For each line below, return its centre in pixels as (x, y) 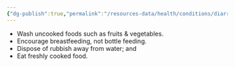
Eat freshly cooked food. (52, 56)
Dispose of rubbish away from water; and (76, 48)
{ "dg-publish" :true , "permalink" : (55, 14)
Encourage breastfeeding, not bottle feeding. (82, 41)
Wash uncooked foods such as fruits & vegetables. (90, 33)
